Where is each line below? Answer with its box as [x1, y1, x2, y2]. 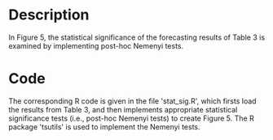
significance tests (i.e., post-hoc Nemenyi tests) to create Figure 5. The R [8, 113, 254, 123]
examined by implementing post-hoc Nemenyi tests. [8, 40, 184, 50]
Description [8, 6, 90, 24]
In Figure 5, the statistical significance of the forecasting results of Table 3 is [8, 32, 266, 42]
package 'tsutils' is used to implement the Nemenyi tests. [8, 121, 201, 131]
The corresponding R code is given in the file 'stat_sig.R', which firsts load [8, 95, 257, 106]
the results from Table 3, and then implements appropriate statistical [8, 104, 238, 114]
